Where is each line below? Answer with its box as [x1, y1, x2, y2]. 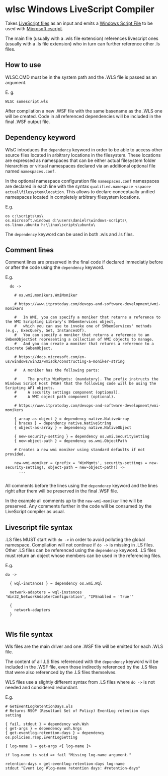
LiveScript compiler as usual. [5, 509, 65, 515]
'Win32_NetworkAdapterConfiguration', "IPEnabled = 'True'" [5, 594, 134, 599]
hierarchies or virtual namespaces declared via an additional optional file [5, 162, 156, 169]
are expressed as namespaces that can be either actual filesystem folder [5, 157, 156, 163]
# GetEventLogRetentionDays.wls [5, 704, 73, 709]
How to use [5, 61, 41, 69]
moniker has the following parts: [27, 368, 100, 373]
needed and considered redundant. [5, 685, 79, 690]
